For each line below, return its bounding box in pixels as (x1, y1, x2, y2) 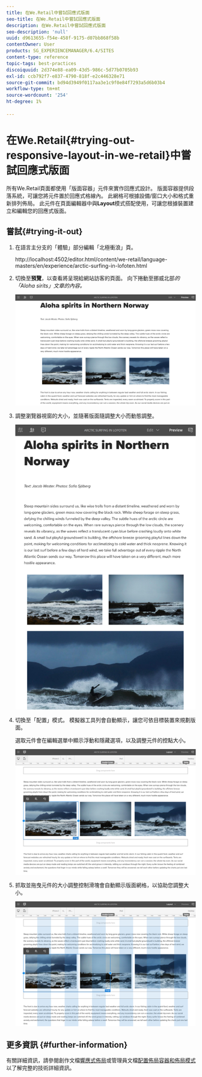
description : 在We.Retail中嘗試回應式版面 (6, 22, 106, 28)
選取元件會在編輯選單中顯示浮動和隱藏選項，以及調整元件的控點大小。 (14, 737, 189, 744)
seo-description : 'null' (6, 29, 69, 35)
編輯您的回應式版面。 (16, 207, 70, 214)
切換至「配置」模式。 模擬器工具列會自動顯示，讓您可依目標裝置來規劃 (14, 717, 191, 724)
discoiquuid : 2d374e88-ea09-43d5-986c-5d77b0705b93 (6, 67, 138, 73)
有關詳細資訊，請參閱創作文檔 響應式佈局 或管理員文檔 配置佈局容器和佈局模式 (6, 1057, 196, 1064)
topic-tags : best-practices (6, 60, 77, 66)
